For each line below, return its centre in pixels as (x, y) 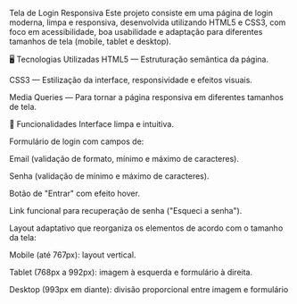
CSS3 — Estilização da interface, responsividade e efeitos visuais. (131, 80)
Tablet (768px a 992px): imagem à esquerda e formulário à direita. (131, 272)
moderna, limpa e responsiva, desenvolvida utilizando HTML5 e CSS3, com (148, 22)
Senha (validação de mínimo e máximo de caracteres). (109, 176)
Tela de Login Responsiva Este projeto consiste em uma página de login (141, 13)
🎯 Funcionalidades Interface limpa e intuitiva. (91, 124)
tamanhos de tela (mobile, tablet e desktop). (91, 41)
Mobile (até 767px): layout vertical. (73, 255)
